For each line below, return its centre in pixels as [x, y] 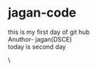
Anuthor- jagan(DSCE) [40, 39]
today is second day [37, 46]
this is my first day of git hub [49, 32]
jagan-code [42, 13]
